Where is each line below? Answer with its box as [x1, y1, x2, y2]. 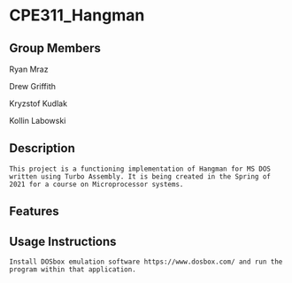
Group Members [9, 41, 102, 56]
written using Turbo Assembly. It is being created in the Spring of [9, 172, 272, 181]
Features [9, 204, 59, 219]
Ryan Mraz [9, 64, 49, 74]
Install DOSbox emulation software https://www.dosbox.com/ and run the [9, 257, 283, 266]
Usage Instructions [9, 233, 117, 249]
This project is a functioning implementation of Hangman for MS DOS [9, 164, 272, 173]
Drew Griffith [9, 81, 56, 91]
